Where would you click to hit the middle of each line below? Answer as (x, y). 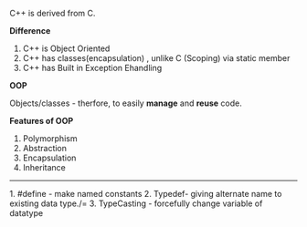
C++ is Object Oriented (66, 48)
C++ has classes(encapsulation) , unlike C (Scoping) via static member (156, 58)
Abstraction (44, 148)
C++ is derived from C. (53, 13)
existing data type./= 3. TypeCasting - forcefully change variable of (136, 203)
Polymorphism (50, 139)
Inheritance (44, 167)
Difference (30, 31)
